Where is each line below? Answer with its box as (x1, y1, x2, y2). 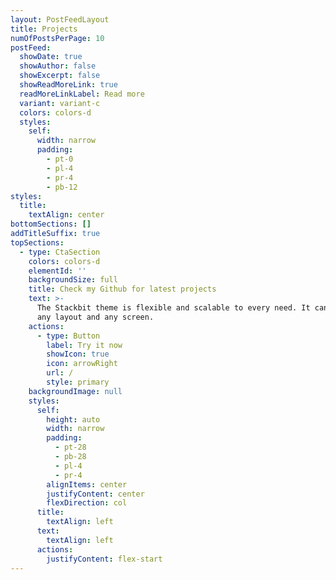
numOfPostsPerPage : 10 (10, 33, 105, 43)
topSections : (10, 237, 65, 248)
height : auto (46, 414, 101, 425)
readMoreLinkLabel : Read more (19, 89, 145, 99)
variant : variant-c (19, 98, 101, 108)
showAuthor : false (19, 61, 97, 71)
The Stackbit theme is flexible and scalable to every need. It (36, 303, 311, 313)
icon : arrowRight (46, 359, 118, 369)
